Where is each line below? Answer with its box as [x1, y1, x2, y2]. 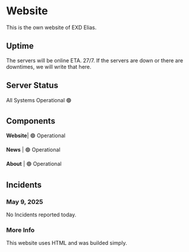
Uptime [6, 41, 34, 51]
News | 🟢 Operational [6, 146, 61, 153]
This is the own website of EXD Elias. [6, 24, 97, 31]
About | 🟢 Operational [6, 160, 62, 168]
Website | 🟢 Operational [6, 132, 65, 139]
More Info [6, 226, 35, 234]
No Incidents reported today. [6, 211, 77, 218]
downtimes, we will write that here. [6, 63, 92, 70]
